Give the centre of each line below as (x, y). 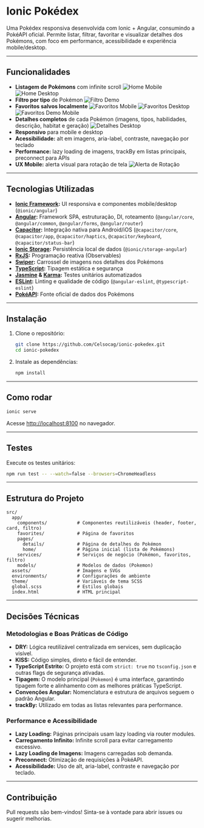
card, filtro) (24, 529)
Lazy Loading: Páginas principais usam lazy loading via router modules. (105, 734)
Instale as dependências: (46, 362)
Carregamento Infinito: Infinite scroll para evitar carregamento (94, 741)
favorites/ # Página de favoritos (76, 534)
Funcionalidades (39, 72)
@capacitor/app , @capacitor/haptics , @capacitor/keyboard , (88, 236)
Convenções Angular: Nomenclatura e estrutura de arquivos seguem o (104, 692)
